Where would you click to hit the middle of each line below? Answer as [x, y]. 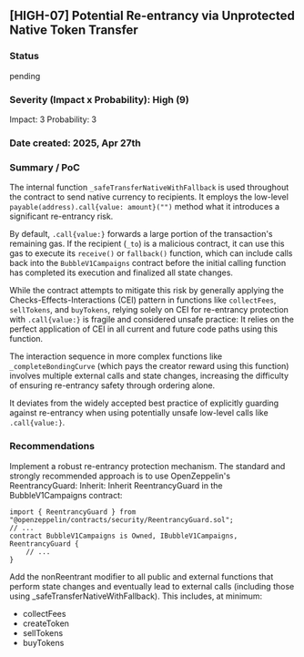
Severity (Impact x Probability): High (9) [99, 99]
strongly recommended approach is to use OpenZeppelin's [120, 476]
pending [25, 76]
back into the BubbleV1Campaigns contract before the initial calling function [148, 263]
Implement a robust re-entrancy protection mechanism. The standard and [147, 466]
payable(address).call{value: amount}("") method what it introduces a [145, 207]
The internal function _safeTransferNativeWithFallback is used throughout [149, 188]
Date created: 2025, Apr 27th [75, 143]
